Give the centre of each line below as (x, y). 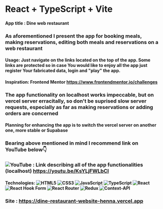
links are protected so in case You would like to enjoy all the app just (76, 65)
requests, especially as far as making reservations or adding (79, 107)
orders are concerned (32, 113)
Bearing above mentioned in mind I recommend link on (72, 143)
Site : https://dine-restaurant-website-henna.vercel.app (74, 201)
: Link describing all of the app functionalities (88, 165)
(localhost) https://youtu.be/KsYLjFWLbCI (57, 171)
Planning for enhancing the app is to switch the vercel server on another (81, 125)
